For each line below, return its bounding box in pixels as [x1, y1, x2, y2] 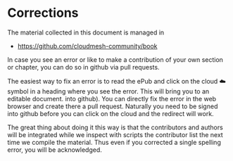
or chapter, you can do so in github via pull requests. [7, 63, 160, 71]
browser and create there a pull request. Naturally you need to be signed [7, 102, 218, 110]
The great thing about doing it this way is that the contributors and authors [7, 123, 223, 131]
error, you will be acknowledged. [7, 146, 102, 154]
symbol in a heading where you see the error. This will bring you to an [7, 86, 210, 96]
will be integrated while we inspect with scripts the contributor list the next [7, 130, 223, 139]
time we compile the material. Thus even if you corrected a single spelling [7, 138, 222, 146]
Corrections [7, 5, 79, 21]
